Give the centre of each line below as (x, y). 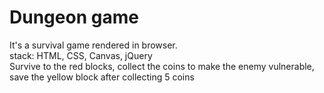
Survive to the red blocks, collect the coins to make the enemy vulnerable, (162, 66)
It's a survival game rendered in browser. (93, 45)
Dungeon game (74, 17)
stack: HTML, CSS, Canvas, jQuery (81, 55)
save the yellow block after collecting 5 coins (102, 77)
